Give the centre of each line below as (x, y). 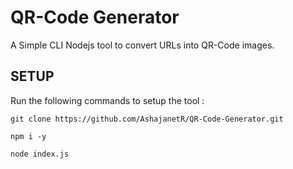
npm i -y (28, 136)
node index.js (40, 154)
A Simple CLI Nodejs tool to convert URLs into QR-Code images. (142, 45)
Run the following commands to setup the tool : (107, 100)
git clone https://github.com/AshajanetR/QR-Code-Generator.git (147, 119)
